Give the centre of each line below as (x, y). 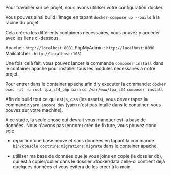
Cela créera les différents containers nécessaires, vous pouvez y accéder (83, 32)
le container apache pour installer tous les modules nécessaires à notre (80, 69)
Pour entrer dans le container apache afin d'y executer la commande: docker (86, 84)
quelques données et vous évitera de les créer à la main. (72, 167)
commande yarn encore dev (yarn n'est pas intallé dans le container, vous (83, 105)
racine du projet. (22, 23)
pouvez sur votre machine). (34, 110)
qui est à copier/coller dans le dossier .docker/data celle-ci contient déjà (89, 161)
